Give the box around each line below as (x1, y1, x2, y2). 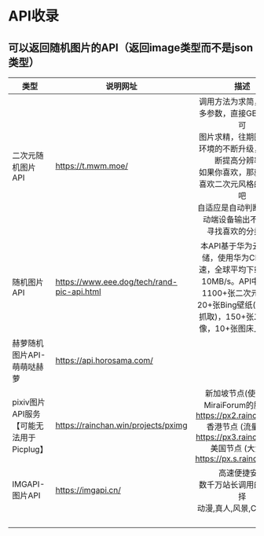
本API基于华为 (200, 240, 253, 251)
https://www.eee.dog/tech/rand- (55, 277, 178, 287)
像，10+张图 (199, 323, 246, 334)
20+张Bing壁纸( (196, 299, 256, 310)
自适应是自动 (197, 202, 245, 213)
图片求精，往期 (199, 131, 255, 142)
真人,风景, (214, 503, 251, 513)
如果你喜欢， (199, 167, 247, 178)
